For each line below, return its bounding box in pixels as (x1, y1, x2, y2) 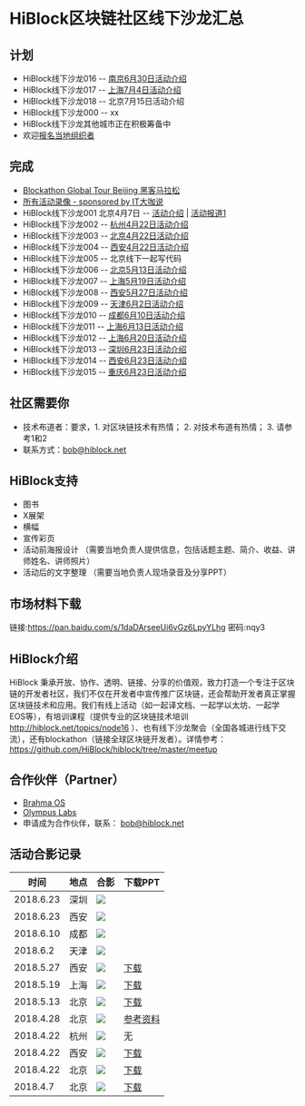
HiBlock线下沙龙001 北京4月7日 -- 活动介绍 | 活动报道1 (22, 207, 227, 218)
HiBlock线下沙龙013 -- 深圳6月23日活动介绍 (22, 343, 188, 354)
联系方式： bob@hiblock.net (22, 444, 127, 455)
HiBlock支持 (9, 473, 79, 489)
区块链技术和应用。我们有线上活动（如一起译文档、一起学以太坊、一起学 (9, 700, 280, 711)
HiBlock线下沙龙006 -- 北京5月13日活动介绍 (22, 264, 187, 275)
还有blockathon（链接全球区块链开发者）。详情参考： (28, 734, 227, 745)
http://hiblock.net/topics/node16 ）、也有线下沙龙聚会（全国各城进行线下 (9, 723, 279, 734)
